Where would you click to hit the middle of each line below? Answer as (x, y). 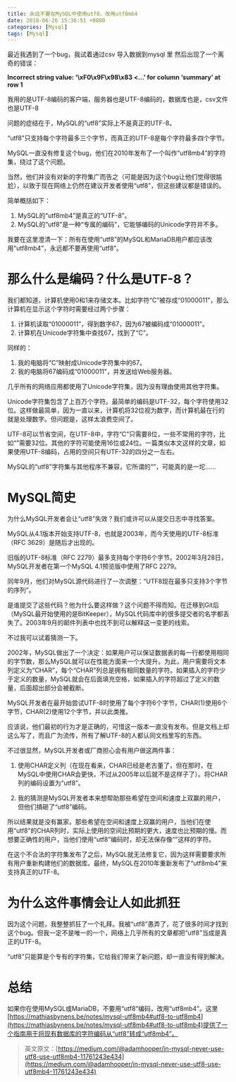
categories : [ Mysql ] (38, 27)
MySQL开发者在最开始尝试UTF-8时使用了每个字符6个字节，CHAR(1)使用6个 (117, 703)
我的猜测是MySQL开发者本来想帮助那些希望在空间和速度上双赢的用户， (120, 798)
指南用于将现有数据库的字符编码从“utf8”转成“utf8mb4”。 (95, 1034)
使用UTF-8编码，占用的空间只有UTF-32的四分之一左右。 (96, 452)
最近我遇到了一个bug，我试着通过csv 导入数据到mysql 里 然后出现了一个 (113, 54)
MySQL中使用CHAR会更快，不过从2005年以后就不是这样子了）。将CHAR (123, 774)
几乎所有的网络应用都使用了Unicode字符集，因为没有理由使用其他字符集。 (115, 387)
